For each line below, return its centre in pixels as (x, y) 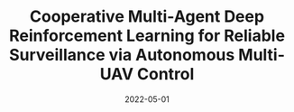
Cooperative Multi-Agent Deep (147, 17)
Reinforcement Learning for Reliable (147, 36)
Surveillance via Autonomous (122, 55)
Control (165, 75)
